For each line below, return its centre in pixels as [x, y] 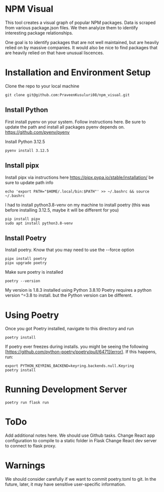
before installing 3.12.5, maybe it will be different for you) [62, 210]
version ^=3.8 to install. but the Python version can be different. [69, 295]
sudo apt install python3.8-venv [39, 223]
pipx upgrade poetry [26, 263]
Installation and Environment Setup [78, 73]
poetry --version [23, 281]
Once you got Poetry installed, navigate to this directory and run [70, 329]
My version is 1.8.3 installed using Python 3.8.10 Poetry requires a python [78, 290]
